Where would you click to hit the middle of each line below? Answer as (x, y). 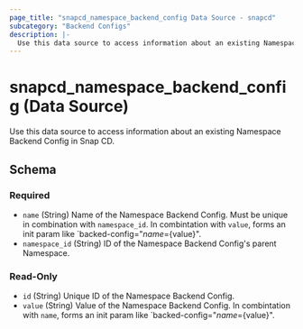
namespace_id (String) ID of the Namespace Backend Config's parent (149, 243)
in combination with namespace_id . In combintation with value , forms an (154, 224)
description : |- (40, 34)
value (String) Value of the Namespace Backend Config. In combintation (156, 306)
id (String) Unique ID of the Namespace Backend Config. (129, 296)
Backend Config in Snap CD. (62, 142)
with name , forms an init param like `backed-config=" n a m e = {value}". (148, 315)
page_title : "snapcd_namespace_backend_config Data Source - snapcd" (143, 18)
